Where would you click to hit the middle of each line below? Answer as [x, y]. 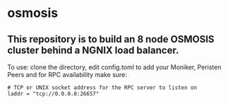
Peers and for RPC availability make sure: [67, 75]
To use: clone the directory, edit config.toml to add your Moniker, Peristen [114, 67]
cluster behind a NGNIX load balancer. [93, 50]
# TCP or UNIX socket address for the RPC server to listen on [102, 88]
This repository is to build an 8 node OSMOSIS [111, 39]
